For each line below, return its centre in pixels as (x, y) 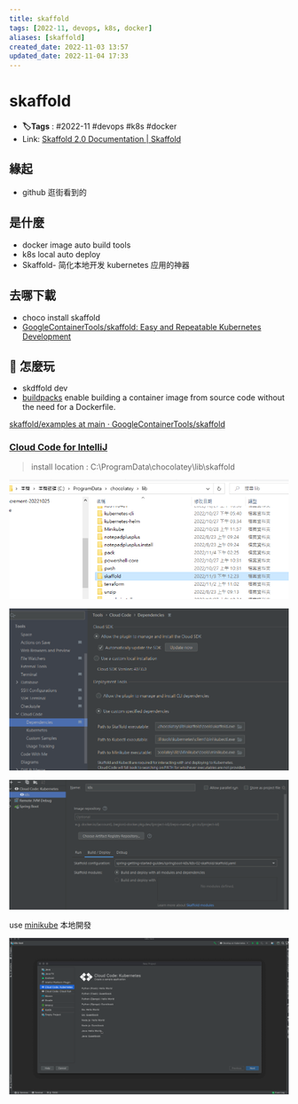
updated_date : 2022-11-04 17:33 (69, 56)
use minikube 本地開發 (50, 925)
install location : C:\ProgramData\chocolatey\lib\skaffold (133, 467)
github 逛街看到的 (54, 192)
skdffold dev (45, 388)
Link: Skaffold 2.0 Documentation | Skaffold (102, 139)
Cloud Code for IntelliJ (59, 447)
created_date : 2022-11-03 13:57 (69, 47)
